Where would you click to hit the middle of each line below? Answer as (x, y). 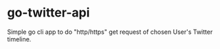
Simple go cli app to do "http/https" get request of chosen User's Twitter (110, 32)
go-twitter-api (48, 13)
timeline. (19, 39)
